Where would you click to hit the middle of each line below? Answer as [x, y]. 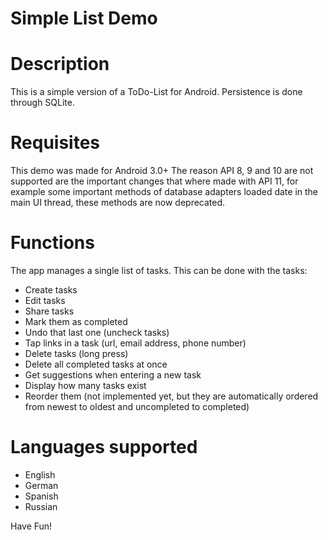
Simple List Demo [84, 18]
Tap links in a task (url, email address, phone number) [135, 343]
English [40, 474]
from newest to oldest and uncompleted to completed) [137, 406]
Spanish [41, 496]
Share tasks [49, 311]
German [41, 485]
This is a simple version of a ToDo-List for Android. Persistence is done [156, 92]
